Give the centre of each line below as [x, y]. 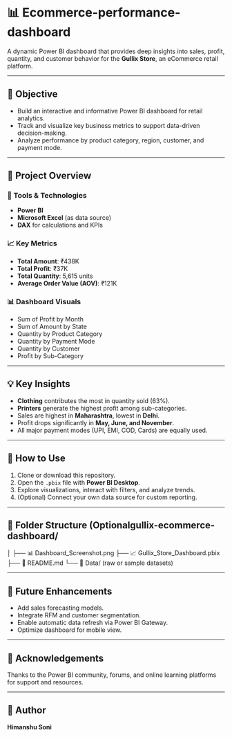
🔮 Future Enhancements [60, 591]
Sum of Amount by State [52, 327]
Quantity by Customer [49, 348]
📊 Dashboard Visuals [44, 301]
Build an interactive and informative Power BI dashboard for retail [110, 111]
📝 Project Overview [49, 176]
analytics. [31, 118]
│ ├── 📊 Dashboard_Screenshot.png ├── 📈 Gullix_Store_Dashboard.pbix [114, 553]
